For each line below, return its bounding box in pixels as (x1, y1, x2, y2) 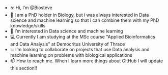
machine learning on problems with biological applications (10, 52, 132, 58)
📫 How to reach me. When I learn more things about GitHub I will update (10, 58, 163, 64)
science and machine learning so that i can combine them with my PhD (10, 17, 159, 23)
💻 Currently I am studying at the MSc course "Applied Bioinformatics (10, 34, 155, 40)
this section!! (10, 65, 37, 71)
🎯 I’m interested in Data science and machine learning (10, 28, 123, 34)
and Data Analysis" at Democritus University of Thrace (10, 41, 125, 47)
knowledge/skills (10, 23, 46, 28)
